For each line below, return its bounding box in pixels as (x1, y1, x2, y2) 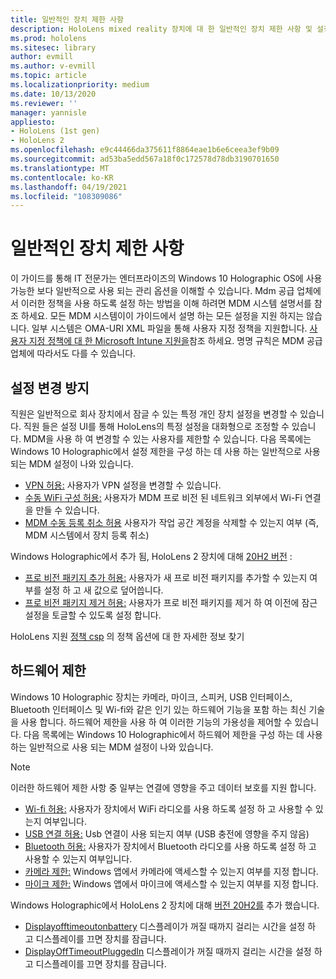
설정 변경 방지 (10, 379, 90, 396)
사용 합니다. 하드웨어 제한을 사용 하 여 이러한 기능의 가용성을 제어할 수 (20, 716, 293, 728)
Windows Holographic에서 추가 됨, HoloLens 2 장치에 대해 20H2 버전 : (10, 551, 293, 562)
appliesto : (10, 117, 56, 127)
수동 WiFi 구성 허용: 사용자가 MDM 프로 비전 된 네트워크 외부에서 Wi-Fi (24, 492, 303, 503)
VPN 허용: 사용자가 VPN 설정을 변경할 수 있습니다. (24, 479, 222, 491)
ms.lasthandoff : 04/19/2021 (10, 182, 128, 192)
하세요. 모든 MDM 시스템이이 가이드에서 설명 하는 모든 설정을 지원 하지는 (20, 310, 305, 322)
